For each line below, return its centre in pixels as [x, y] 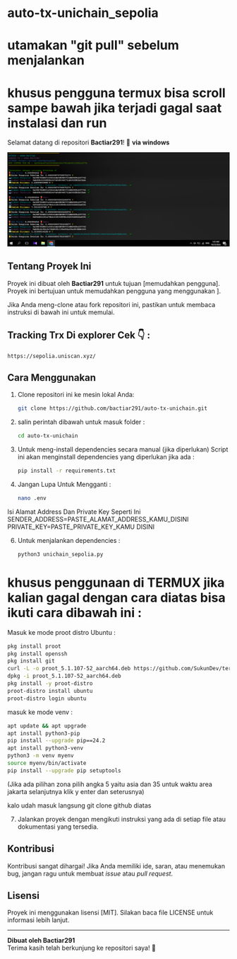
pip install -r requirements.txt [67, 471]
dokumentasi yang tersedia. [58, 827]
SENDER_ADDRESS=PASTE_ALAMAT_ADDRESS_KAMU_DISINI [98, 519]
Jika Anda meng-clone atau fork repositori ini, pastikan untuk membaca [111, 304]
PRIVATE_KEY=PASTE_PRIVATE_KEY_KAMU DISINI [81, 527]
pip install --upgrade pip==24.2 [56, 741]
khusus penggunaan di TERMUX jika [116, 582]
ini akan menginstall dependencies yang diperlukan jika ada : [106, 457]
